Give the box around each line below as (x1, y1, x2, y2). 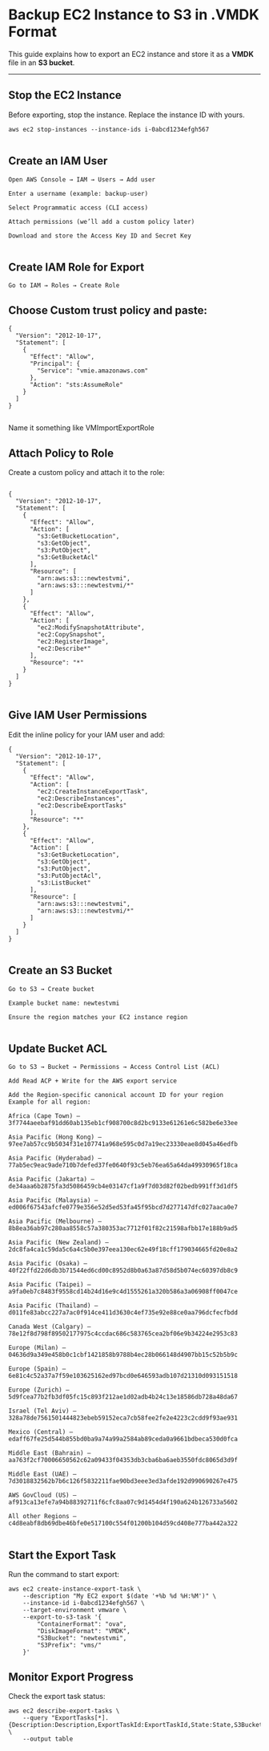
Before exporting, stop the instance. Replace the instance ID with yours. (8, 110, 246, 120)
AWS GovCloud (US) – (8, 1491, 78, 1500)
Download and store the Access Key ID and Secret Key (8, 231, 192, 240)
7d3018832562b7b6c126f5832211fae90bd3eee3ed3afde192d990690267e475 (8, 1477, 239, 1485)
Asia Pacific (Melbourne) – (8, 1217, 102, 1225)
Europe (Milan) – (8, 1344, 66, 1352)
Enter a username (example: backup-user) (8, 189, 149, 197)
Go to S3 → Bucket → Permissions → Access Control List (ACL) (8, 1063, 220, 1071)
